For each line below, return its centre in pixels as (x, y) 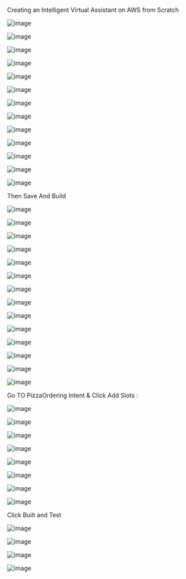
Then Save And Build (37, 196)
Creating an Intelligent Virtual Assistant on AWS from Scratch (93, 10)
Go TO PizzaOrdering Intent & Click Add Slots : (73, 395)
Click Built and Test (34, 515)
